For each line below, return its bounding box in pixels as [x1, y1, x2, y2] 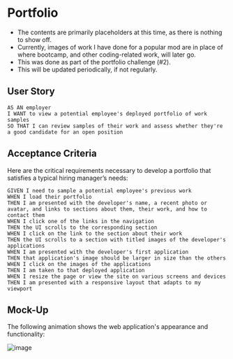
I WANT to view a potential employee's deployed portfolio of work [7, 110, 208, 117]
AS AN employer [7, 104, 52, 111]
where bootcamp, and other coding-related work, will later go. [17, 50, 197, 59]
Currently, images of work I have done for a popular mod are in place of [17, 43, 223, 51]
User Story [7, 85, 55, 97]
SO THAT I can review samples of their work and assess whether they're [7, 122, 223, 129]
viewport [7, 285, 33, 292]
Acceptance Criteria [7, 148, 97, 160]
